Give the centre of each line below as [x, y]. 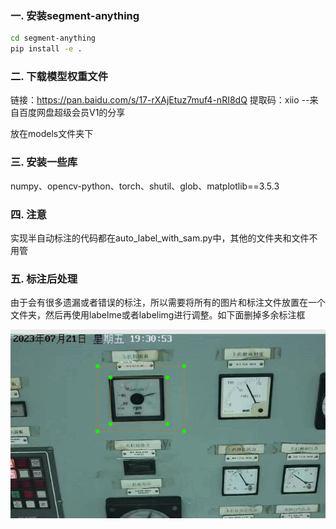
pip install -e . [46, 49]
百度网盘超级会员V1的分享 [72, 113]
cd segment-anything [53, 38]
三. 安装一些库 [44, 162]
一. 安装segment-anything [75, 15]
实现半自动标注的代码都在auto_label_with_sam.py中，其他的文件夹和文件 [160, 238]
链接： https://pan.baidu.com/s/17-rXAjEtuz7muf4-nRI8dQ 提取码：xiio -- [160, 100]
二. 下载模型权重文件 [59, 76]
